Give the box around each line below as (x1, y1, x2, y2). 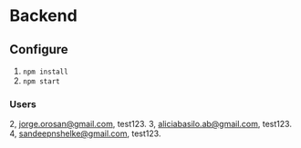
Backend (9, 5, 78, 26)
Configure (9, 42, 68, 57)
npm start (22, 77, 61, 86)
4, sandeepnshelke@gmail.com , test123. (9, 128, 161, 139)
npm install (22, 67, 68, 76)
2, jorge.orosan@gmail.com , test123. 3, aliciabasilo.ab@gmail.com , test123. (9, 119, 292, 130)
